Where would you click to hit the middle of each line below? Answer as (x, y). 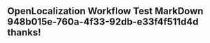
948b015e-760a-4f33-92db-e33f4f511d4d (103, 22)
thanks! (24, 32)
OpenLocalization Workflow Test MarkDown (105, 11)
